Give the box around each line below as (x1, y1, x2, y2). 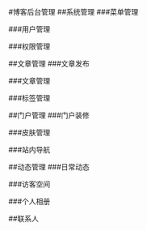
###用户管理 (8, 24, 51, 34)
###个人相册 (8, 197, 51, 206)
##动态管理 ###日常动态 (8, 162, 90, 172)
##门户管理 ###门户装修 (8, 110, 90, 120)
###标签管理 (8, 93, 51, 103)
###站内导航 (8, 145, 51, 154)
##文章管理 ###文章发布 (8, 59, 90, 68)
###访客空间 (8, 179, 51, 189)
